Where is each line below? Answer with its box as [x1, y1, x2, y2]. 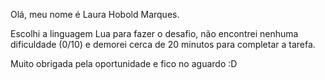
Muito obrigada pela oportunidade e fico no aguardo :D [10, 58, 238, 69]
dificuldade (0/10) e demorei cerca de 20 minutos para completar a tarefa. [10, 39, 316, 50]
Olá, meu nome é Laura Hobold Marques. [10, 9, 180, 20]
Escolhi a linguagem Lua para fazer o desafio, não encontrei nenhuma [10, 28, 299, 39]
